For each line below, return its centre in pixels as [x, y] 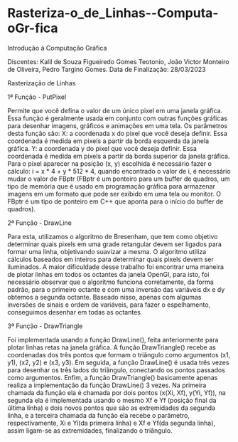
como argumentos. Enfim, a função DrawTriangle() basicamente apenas [113, 377]
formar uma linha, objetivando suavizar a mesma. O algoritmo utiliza [107, 251]
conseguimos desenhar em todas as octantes [74, 312]
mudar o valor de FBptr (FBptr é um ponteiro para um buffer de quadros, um [119, 179]
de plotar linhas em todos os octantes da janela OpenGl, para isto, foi [108, 274]
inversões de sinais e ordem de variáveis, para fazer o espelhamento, [109, 305]
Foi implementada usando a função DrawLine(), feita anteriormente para [113, 340]
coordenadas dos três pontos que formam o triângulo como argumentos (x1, [119, 354]
